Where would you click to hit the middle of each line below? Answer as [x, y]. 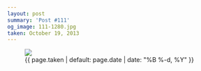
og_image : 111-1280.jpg [42, 26]
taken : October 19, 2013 [43, 33]
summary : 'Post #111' [39, 20]
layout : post [26, 14]
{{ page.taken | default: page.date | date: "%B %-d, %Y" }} [109, 60]
